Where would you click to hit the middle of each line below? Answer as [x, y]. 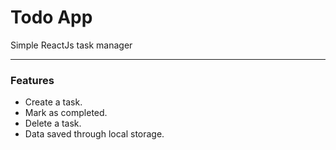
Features [32, 80]
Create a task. [53, 102]
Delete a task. [53, 123]
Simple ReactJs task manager [71, 45]
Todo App [51, 17]
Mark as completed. [66, 113]
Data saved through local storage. [94, 134]
